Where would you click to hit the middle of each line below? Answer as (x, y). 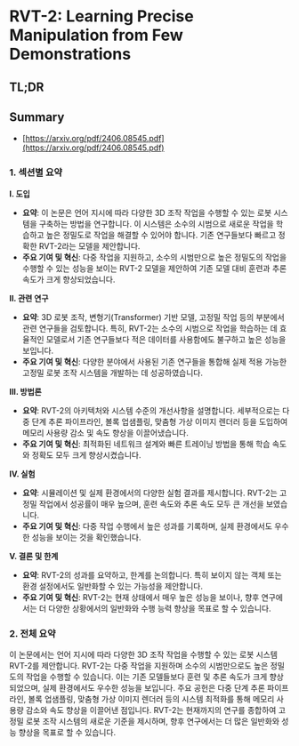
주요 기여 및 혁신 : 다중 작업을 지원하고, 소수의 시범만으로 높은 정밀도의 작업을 (154, 257)
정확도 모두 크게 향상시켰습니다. (86, 454)
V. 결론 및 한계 (34, 556)
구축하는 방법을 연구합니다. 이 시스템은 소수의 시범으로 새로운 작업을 (156, 223)
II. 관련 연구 (29, 298)
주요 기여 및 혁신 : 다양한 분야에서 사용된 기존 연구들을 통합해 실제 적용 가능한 (154, 361)
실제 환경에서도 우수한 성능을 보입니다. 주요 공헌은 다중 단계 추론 (154, 687)
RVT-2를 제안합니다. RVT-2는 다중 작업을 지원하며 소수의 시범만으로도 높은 (139, 665)
